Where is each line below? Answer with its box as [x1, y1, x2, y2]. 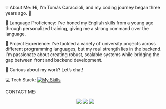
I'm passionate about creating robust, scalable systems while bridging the [5, 51, 160, 58]
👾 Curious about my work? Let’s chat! [5, 67, 84, 73]
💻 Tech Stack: [5, 77, 36, 83]
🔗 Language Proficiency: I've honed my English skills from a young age [5, 20, 154, 26]
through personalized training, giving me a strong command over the [5, 25, 149, 31]
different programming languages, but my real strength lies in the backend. [5, 46, 162, 52]
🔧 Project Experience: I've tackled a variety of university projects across [5, 41, 156, 46]
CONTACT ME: [5, 89, 37, 95]
